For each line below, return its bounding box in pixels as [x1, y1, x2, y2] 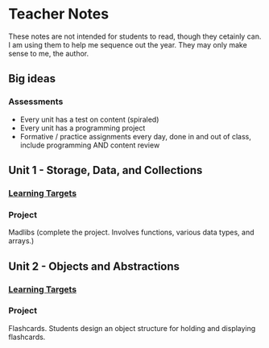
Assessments [8, 96, 64, 107]
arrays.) [8, 236, 35, 246]
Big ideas [8, 72, 56, 85]
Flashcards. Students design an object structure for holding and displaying [8, 323, 256, 333]
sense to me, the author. [8, 48, 89, 58]
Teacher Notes [8, 5, 110, 23]
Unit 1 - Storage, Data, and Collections [8, 164, 203, 177]
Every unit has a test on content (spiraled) [19, 114, 159, 124]
